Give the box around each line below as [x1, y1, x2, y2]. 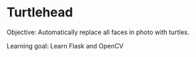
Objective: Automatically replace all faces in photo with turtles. [6, 28, 190, 36]
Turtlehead [6, 4, 73, 21]
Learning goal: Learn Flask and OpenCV [6, 41, 124, 50]
